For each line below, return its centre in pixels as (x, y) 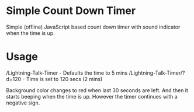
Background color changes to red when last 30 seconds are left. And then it (97, 90)
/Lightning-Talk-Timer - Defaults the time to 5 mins (67, 73)
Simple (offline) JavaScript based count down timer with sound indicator (93, 27)
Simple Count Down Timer (71, 11)
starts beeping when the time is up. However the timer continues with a (92, 96)
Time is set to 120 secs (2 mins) (64, 79)
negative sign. (23, 103)
